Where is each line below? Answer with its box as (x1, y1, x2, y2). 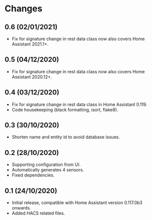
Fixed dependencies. (11, 172, 55, 178)
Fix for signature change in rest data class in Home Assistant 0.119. (11, 101, 148, 107)
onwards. (11, 205, 31, 211)
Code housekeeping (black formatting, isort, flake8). (11, 107, 118, 112)
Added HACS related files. (11, 210, 65, 216)
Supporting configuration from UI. (11, 162, 81, 167)
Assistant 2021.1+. (11, 41, 49, 47)
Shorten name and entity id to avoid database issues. (11, 134, 120, 140)
